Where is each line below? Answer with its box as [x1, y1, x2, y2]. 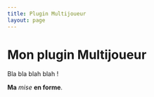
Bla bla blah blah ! [7, 70, 59, 78]
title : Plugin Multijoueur [7, 10, 86, 17]
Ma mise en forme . [7, 83, 63, 91]
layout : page [7, 17, 46, 24]
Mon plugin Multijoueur [7, 47, 147, 63]
